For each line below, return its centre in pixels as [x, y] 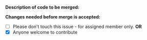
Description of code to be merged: [42, 7]
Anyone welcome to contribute [45, 32]
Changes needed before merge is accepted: [53, 17]
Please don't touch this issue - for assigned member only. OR [77, 26]
